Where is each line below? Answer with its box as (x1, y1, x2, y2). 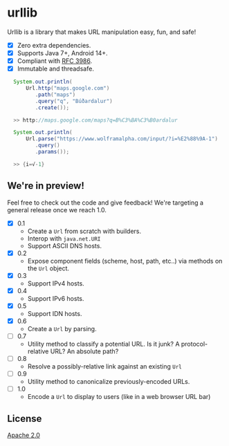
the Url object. (27, 264, 70, 272)
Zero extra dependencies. (17, 41, 91, 49)
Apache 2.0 (7, 431, 40, 440)
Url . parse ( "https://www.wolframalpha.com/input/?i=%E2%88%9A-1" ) (25, 136, 218, 142)
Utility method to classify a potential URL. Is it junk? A (27, 340, 180, 349)
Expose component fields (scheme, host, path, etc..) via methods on (27, 257, 223, 265)
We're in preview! (7, 180, 85, 192)
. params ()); (35, 149, 70, 156)
